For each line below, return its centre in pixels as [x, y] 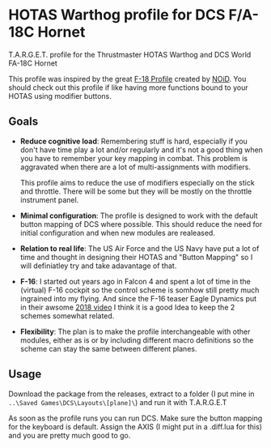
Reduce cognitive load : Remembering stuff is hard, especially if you [134, 141]
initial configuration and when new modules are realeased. [118, 233]
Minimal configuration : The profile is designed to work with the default [139, 215]
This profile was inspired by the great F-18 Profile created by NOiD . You [127, 79]
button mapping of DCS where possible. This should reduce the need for [141, 224]
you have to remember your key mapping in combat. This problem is [134, 158]
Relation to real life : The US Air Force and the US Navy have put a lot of [140, 248]
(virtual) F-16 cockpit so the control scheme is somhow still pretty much [140, 290]
